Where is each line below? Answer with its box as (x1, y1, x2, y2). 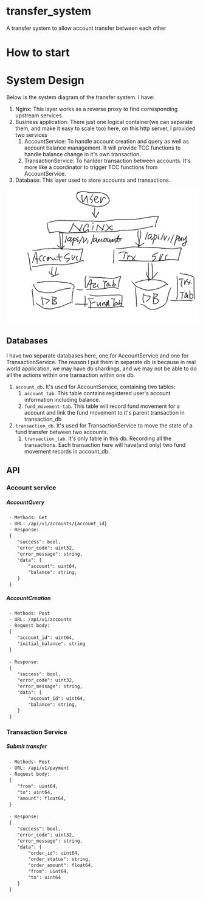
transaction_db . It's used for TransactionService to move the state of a (15, 421, 193, 429)
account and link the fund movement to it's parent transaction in (24, 409, 185, 416)
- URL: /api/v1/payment (9, 765, 69, 771)
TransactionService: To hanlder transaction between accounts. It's (24, 157, 191, 165)
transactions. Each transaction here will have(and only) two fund (24, 441, 186, 448)
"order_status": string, (28, 856, 91, 862)
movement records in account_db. (24, 447, 111, 455)
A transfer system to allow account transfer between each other (6, 24, 167, 32)
